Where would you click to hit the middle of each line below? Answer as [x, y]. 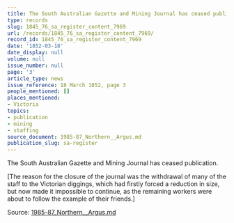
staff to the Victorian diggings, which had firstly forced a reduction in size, [114, 184]
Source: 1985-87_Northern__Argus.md [62, 213]
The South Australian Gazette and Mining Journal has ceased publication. [113, 163]
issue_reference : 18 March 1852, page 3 [67, 85]
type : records [28, 20]
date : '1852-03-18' [36, 46]
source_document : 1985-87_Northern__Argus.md [74, 137]
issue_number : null [36, 66]
